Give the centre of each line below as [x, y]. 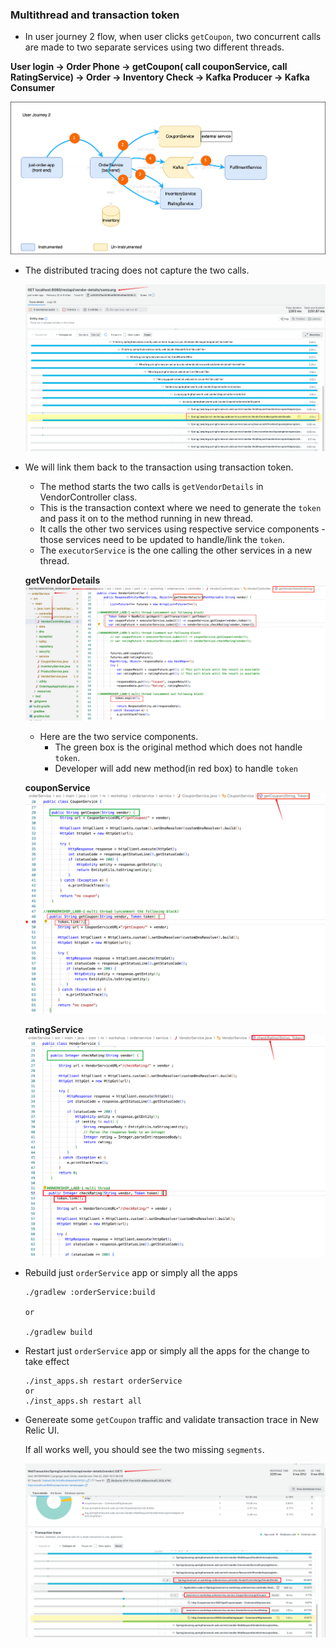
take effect [47, 1362]
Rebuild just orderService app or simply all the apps [131, 1273]
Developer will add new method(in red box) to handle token [176, 769]
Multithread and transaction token [95, 15]
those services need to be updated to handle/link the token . [162, 539]
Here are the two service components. [119, 737]
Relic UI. [42, 1430]
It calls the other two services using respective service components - [182, 529]
